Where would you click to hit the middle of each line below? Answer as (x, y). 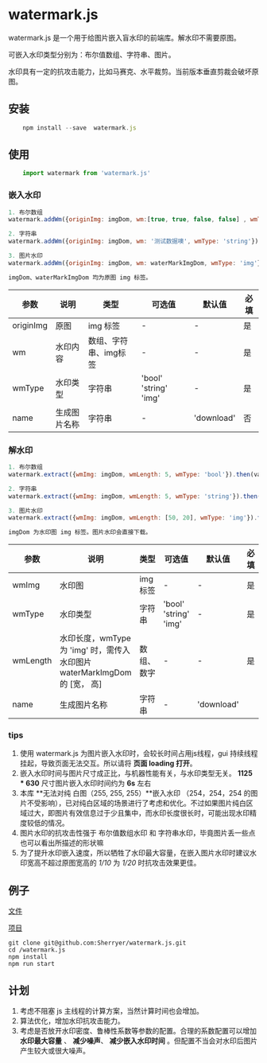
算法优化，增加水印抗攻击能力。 (72, 1021)
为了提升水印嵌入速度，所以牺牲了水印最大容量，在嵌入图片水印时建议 (135, 853)
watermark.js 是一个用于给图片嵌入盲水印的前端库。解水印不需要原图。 (124, 37)
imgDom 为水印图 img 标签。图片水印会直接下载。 (80, 532)
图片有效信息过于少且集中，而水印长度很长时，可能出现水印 (152, 813)
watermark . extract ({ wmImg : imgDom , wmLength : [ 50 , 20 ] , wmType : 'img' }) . (133, 518)
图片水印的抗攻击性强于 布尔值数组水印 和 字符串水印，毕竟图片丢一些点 (137, 833)
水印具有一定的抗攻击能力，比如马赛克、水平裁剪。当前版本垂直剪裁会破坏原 (133, 71)
